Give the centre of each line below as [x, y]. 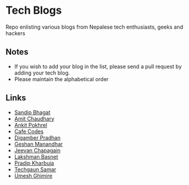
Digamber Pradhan [37, 137]
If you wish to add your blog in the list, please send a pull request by [98, 66]
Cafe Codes [29, 131]
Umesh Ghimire [33, 175]
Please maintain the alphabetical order [61, 79]
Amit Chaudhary [34, 118]
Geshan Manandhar [38, 144]
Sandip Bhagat [32, 112]
